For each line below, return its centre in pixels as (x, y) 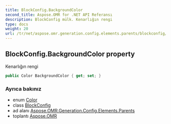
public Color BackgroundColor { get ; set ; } (53, 76)
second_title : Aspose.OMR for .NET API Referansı (59, 15)
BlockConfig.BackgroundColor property (70, 54)
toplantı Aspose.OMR (35, 116)
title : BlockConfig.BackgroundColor (44, 10)
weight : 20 (17, 29)
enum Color (25, 100)
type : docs (17, 24)
